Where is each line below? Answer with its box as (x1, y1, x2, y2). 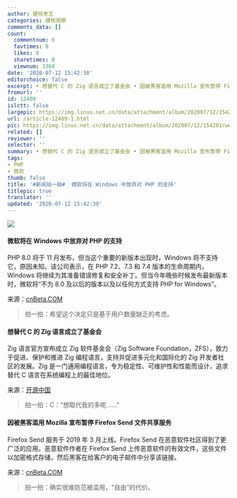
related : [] (7, 128, 42, 135)
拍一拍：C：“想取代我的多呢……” (24, 401, 120, 409)
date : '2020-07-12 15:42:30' (7, 69, 93, 76)
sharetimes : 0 (13, 56, 55, 63)
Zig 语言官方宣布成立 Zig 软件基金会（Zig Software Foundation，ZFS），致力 (7, 344, 229, 353)
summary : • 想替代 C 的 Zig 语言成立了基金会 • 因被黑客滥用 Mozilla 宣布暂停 (7, 148, 221, 155)
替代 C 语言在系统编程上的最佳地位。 (7, 371, 115, 379)
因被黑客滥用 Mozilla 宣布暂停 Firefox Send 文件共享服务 (7, 418, 171, 427)
